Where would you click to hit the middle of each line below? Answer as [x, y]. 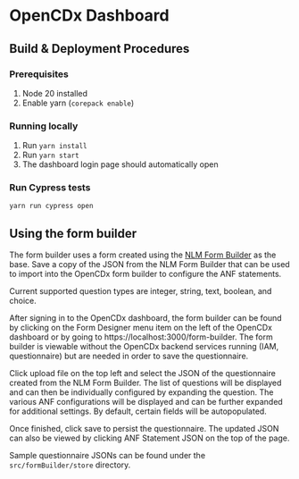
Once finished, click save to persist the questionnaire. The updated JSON [144, 429]
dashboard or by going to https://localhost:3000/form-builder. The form [141, 337]
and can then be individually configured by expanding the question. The [141, 392]
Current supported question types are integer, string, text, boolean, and [141, 291]
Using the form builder [73, 233]
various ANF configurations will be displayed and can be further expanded [146, 402]
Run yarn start [50, 155]
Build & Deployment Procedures [100, 49]
